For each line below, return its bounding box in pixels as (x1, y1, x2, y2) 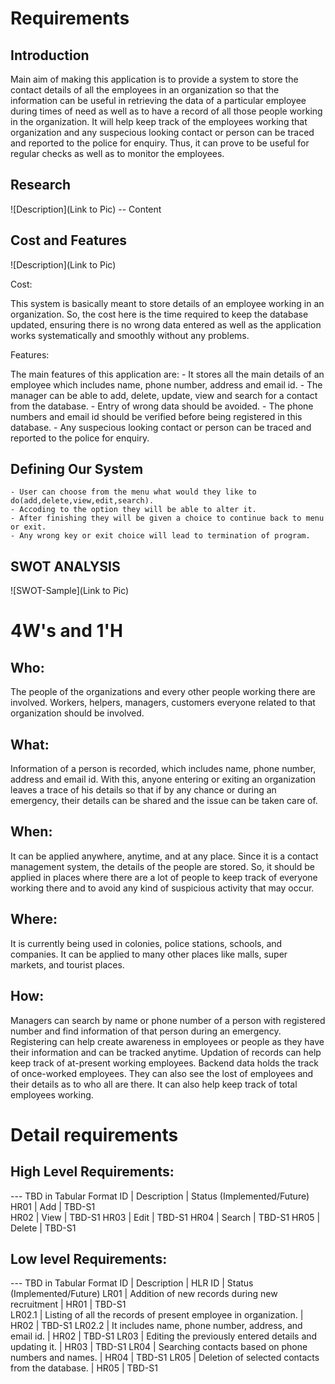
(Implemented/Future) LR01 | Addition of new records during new (10, 1288, 278, 1300)
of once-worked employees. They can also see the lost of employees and (10, 1067, 314, 1079)
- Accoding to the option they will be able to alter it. (10, 505, 257, 515)
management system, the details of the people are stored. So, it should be (10, 860, 315, 872)
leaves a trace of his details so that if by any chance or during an (10, 784, 277, 796)
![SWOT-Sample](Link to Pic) (10, 585, 130, 597)
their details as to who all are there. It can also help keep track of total (10, 1078, 298, 1090)
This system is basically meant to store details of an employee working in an (10, 297, 325, 309)
